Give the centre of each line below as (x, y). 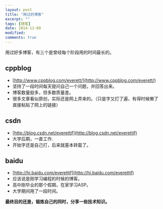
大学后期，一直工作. (33, 139)
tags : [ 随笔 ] (18, 24)
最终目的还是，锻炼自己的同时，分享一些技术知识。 (57, 202)
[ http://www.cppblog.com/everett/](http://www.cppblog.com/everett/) (84, 80)
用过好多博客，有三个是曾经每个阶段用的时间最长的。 (60, 52)
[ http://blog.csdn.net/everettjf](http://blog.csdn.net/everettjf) (75, 133)
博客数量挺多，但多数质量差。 (43, 92)
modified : (15, 33)
